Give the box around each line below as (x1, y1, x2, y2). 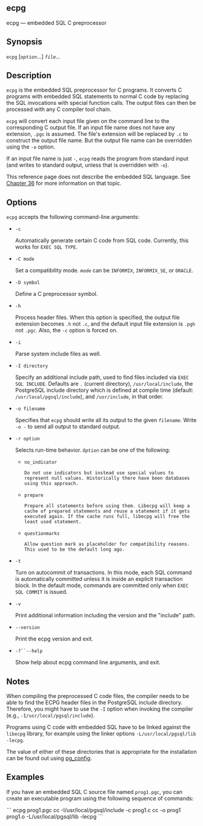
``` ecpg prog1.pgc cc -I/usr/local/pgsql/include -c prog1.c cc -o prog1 (6, 806, 181, 813)
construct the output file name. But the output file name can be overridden (6, 137, 192, 144)
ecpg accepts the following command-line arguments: (6, 213, 140, 221)
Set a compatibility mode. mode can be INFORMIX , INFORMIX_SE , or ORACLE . (15, 267, 194, 274)
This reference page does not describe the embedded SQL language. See (6, 173, 191, 181)
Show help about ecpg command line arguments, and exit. (15, 659, 161, 666)
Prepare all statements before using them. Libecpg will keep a (24, 503, 190, 509)
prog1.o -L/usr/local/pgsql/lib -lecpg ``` (6, 813, 104, 820)
